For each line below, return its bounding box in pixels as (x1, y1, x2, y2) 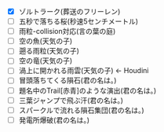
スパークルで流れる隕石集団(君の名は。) (18, 105, 144, 115)
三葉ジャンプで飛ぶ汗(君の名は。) (18, 95, 123, 104)
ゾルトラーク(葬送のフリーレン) (18, 7, 121, 16)
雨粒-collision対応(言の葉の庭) (18, 27, 116, 36)
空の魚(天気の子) (18, 36, 72, 46)
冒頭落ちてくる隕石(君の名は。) (18, 75, 117, 85)
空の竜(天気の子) (18, 56, 72, 65)
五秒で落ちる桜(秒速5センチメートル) (18, 16, 139, 26)
